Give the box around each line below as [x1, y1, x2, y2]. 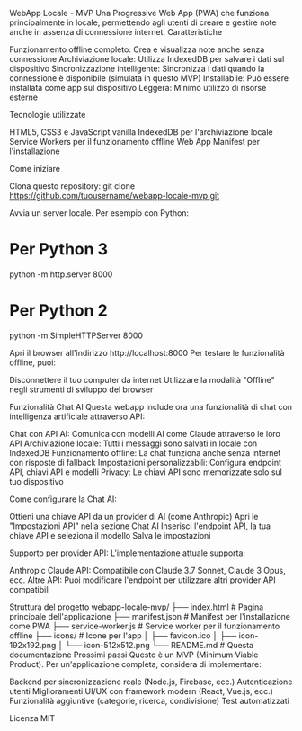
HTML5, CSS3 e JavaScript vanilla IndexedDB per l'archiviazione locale [9, 127, 274, 138]
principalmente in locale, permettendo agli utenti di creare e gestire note [9, 17, 277, 28]
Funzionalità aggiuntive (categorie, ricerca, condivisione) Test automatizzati [9, 695, 290, 706]
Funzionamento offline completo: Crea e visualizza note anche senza [9, 44, 265, 55]
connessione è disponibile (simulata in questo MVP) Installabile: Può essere [9, 73, 289, 84]
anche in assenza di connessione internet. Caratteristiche [9, 27, 223, 37]
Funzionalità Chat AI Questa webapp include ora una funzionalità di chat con [9, 401, 293, 412]
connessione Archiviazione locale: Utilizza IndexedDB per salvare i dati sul [9, 54, 285, 64]
